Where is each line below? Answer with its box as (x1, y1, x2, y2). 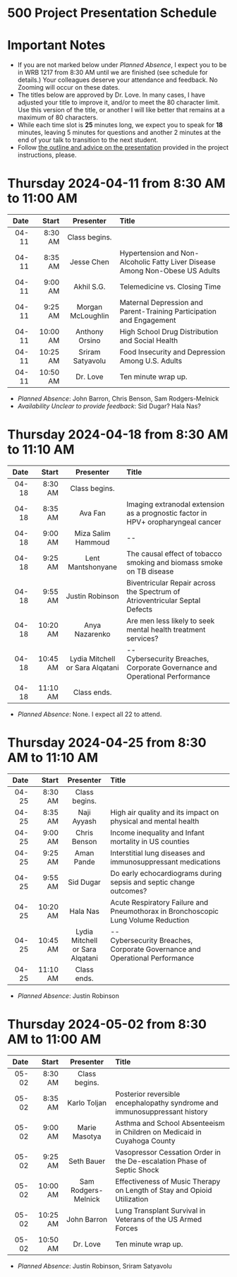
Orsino (78, 335, 101, 345)
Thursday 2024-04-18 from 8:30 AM (7, 427, 229, 443)
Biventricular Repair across (126, 578, 217, 588)
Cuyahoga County (115, 1136, 176, 1146)
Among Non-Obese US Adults (119, 266, 221, 276)
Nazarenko (74, 629, 111, 638)
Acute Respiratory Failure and (110, 897, 209, 907)
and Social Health (119, 335, 178, 345)
